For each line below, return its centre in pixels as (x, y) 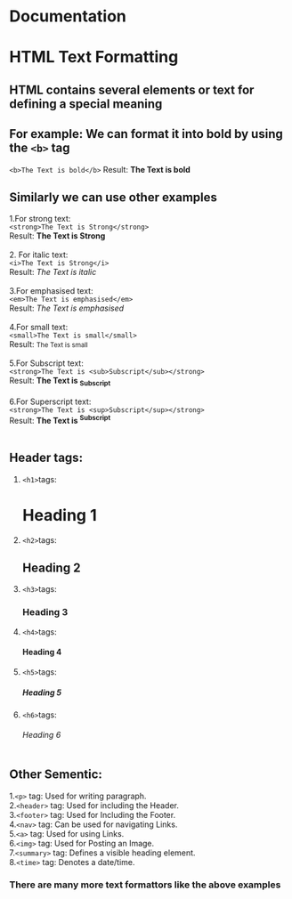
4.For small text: (39, 328)
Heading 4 (42, 652)
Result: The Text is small (49, 344)
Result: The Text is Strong (57, 236)
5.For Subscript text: (47, 363)
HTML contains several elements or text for (132, 89)
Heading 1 (59, 515)
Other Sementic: (56, 775)
